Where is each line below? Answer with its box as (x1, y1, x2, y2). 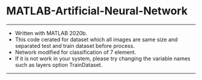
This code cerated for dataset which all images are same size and (14, 36, 178, 43)
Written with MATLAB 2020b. (14, 29, 88, 36)
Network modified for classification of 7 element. (14, 48, 136, 56)
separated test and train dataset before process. (14, 42, 135, 49)
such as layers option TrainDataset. (14, 61, 103, 68)
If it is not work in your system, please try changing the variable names (14, 55, 191, 62)
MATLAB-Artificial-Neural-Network (6, 4, 188, 18)
